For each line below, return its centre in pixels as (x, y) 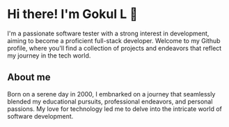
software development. (40, 116)
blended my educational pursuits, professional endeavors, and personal (110, 101)
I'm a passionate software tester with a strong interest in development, (108, 33)
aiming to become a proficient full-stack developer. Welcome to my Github (114, 40)
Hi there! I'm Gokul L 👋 (72, 14)
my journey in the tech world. (49, 56)
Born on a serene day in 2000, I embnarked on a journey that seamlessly (111, 94)
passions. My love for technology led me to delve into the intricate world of (115, 109)
